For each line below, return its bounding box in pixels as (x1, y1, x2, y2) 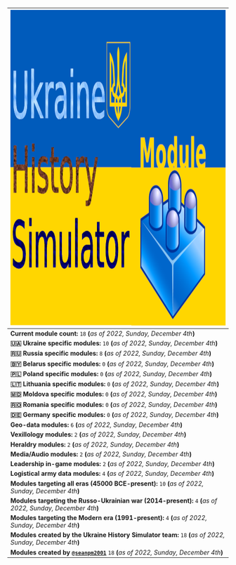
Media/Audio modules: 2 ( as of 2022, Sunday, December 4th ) (10, 450, 192, 458)
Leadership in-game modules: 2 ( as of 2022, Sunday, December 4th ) (10, 460, 215, 467)
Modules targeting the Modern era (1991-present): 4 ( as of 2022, (10, 514, 207, 521)
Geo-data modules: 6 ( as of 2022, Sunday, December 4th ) (10, 420, 183, 429)
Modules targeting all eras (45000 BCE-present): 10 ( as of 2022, (10, 479, 204, 488)
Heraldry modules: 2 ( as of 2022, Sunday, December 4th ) (10, 440, 180, 448)
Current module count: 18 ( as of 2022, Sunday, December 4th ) (10, 329, 195, 338)
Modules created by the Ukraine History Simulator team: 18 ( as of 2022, (10, 531, 225, 539)
